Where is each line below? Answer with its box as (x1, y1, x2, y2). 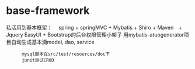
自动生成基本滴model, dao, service (11, 38, 95, 45)
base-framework (6, 4, 90, 17)
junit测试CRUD (21, 57, 54, 63)
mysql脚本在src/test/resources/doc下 (21, 51, 110, 57)
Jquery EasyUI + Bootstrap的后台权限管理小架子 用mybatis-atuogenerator (6, 31, 184, 38)
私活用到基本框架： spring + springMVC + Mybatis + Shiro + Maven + (6, 24, 183, 31)
